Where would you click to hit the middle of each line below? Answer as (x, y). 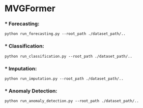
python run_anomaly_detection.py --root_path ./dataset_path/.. (72, 101)
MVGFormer (30, 9)
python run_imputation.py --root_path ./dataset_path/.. (64, 79)
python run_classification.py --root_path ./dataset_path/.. (69, 56)
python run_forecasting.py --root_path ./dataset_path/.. (65, 34)
